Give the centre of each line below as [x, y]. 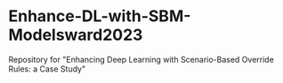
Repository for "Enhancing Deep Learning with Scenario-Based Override [141, 59]
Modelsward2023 [76, 35]
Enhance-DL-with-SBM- [100, 16]
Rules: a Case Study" [47, 69]
